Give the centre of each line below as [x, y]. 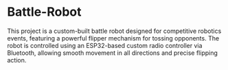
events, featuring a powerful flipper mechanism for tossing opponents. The [113, 38]
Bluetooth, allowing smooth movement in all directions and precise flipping [113, 53]
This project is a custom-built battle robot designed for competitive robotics [114, 31]
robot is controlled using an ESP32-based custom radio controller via [105, 45]
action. [17, 60]
